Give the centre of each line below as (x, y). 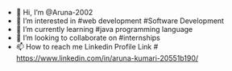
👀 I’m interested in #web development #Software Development (120, 21)
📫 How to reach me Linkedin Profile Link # (87, 47)
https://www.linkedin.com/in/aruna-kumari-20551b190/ (107, 58)
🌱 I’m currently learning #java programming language (104, 29)
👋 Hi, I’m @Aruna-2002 (54, 12)
